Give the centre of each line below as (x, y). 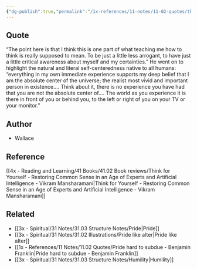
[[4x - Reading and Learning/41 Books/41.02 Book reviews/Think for (88, 171)
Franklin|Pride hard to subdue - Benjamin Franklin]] (76, 253)
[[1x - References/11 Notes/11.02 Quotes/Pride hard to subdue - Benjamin (102, 247)
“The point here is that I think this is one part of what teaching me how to (94, 49)
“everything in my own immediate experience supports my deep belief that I (98, 75)
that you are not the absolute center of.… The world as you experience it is (96, 93)
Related (21, 214)
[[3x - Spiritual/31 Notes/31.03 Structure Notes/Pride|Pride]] (87, 228)
